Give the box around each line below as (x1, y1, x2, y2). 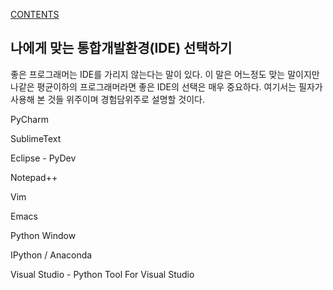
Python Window (10, 229, 77, 241)
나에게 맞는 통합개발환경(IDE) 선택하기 (10, 40, 233, 57)
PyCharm (10, 113, 49, 125)
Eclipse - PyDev (10, 152, 77, 164)
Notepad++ (10, 171, 58, 183)
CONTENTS (10, 9, 60, 20)
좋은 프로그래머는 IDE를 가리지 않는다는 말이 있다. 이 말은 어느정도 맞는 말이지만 (10, 68, 320, 80)
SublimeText (10, 132, 62, 144)
